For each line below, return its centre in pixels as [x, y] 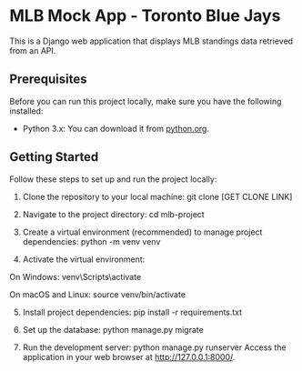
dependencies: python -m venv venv [91, 241]
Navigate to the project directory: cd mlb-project [113, 214]
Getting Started [54, 157]
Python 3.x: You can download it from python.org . [116, 128]
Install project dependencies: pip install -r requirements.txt [132, 312]
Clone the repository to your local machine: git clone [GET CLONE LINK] [157, 196]
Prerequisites [48, 80]
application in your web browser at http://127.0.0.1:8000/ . [129, 356]
